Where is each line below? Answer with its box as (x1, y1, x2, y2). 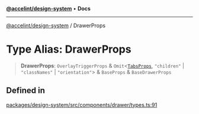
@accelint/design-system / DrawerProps (6, 22, 105, 29)
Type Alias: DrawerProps (6, 43, 131, 56)
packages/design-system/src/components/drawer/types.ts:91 (6, 101, 158, 108)
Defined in (6, 86, 46, 96)
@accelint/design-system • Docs (6, 5, 91, 12)
